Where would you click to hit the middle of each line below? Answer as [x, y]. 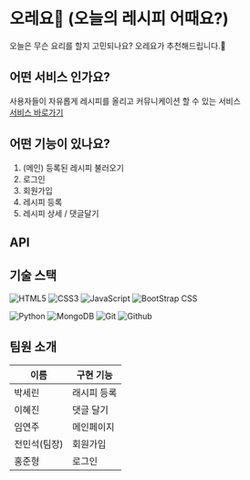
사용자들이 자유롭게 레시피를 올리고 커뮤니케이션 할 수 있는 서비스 [125, 100]
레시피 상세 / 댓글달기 [61, 213]
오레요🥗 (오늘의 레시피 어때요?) [120, 19]
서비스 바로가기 [36, 112]
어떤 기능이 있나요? [60, 144]
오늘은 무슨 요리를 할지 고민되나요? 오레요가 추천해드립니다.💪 [118, 46]
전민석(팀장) [39, 443]
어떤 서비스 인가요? [60, 77]
